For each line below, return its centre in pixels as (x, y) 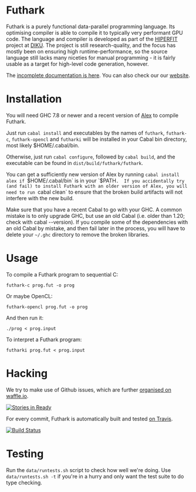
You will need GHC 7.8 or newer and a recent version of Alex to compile (92, 115)
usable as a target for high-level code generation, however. (77, 64)
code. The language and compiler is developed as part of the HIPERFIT (92, 39)
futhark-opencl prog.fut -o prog (47, 307)
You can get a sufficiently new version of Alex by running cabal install (93, 174)
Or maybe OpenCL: (29, 296)
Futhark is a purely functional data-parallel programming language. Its (90, 26)
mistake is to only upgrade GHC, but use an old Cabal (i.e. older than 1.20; (95, 215)
